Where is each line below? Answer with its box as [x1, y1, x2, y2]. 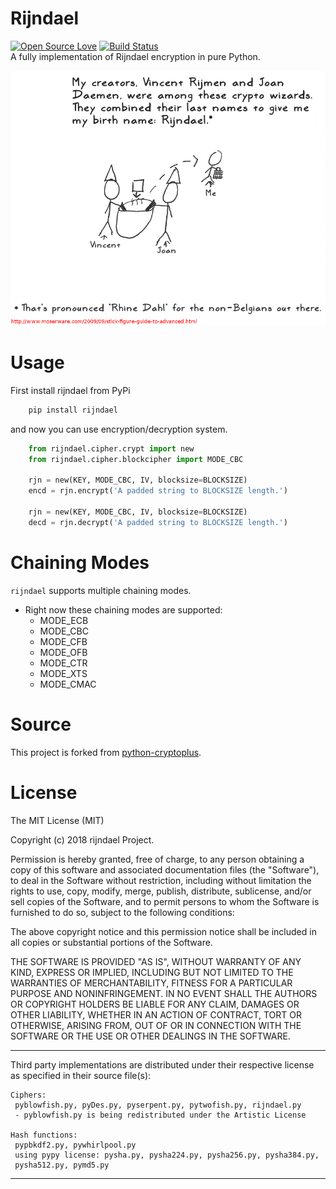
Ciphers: [10, 1090, 47, 1100]
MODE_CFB [39, 635, 88, 647]
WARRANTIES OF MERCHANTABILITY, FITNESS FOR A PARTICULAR [10, 977, 293, 989]
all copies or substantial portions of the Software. [10, 936, 213, 948]
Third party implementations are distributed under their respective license [10, 1058, 315, 1071]
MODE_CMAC [39, 678, 97, 690]
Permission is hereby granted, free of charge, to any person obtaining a [10, 853, 305, 865]
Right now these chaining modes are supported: [24, 603, 223, 616]
